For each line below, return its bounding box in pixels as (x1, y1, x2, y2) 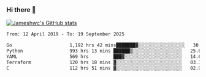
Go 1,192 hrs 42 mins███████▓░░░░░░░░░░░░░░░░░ (6, 42, 185, 48)
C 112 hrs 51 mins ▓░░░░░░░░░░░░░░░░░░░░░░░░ (6, 65, 183, 71)
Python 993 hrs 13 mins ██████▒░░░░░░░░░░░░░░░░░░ (6, 48, 183, 54)
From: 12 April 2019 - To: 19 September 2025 (6, 31, 124, 37)
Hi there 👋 (6, 5, 37, 14)
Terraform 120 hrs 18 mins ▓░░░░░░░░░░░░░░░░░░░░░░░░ (6, 59, 183, 65)
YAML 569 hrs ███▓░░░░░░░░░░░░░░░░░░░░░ (6, 53, 183, 60)
